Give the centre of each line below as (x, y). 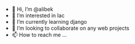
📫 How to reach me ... (39, 35)
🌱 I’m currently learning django (49, 22)
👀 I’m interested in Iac (38, 15)
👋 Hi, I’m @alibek (32, 9)
